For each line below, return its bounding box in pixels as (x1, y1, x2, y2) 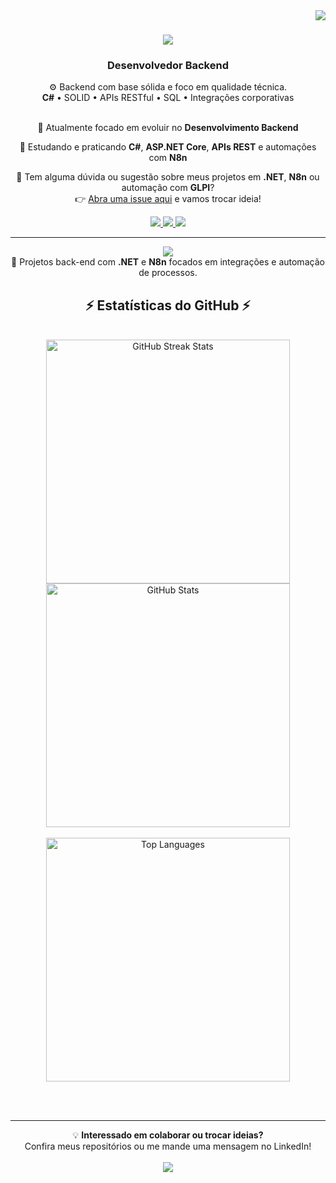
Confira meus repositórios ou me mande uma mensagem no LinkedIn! (24, 1140, 312, 1153)
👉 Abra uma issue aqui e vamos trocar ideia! (74, 193, 262, 205)
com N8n (148, 152, 188, 164)
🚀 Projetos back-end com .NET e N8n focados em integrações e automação (11, 256, 325, 268)
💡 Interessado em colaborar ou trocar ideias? (72, 1129, 264, 1141)
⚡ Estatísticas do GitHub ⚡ (84, 297, 252, 314)
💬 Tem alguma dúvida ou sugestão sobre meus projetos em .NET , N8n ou (16, 171, 320, 183)
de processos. (138, 267, 198, 279)
